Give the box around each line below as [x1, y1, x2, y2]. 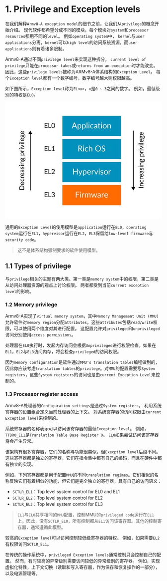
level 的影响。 [5, 288, 34, 294]
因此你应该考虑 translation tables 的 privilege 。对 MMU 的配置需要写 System [5, 365, 155, 371]
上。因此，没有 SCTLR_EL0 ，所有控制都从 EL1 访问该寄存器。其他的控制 [17, 518, 158, 524]
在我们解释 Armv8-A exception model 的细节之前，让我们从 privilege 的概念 [5, 20, 155, 26]
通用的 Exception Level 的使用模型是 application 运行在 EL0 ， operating [5, 224, 147, 230]
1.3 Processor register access [5, 390, 79, 397]
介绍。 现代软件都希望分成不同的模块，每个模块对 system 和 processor [9, 26, 149, 33]
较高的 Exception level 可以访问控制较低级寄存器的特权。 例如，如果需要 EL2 [5, 535, 160, 541]
